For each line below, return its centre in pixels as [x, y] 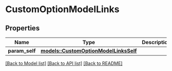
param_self [22, 51]
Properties [23, 28]
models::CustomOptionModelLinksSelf [89, 51]
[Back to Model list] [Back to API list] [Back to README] [64, 63]
